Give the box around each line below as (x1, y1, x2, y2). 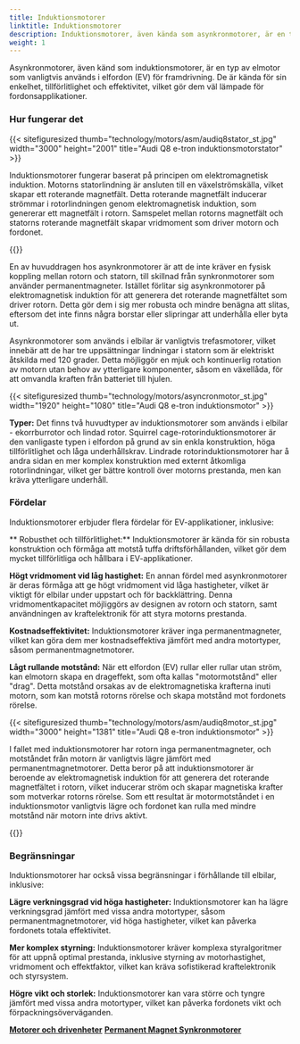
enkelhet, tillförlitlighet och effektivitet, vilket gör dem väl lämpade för (9, 81, 264, 92)
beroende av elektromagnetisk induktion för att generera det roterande (9, 772, 270, 783)
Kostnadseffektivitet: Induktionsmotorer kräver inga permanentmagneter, (9, 626, 282, 636)
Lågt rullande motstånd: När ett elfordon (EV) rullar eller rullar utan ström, (9, 661, 283, 672)
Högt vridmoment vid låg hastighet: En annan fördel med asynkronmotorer (9, 570, 287, 581)
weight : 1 (9, 37, 46, 47)
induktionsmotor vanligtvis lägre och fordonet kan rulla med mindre (9, 800, 256, 811)
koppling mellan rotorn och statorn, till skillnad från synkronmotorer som (9, 270, 275, 281)
